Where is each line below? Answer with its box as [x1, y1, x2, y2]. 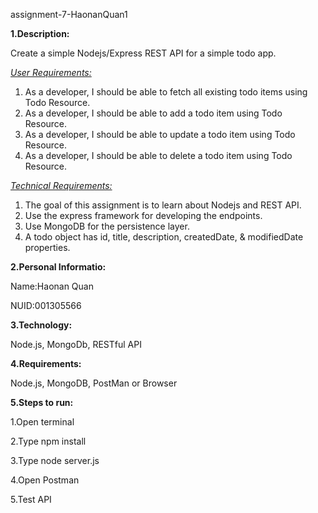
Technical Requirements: [10, 180, 113, 191]
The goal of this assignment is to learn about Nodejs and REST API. [24, 199, 302, 211]
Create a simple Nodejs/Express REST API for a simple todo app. [10, 47, 277, 59]
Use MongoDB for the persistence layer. [24, 220, 190, 232]
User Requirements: [10, 67, 92, 78]
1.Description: [10, 28, 70, 39]
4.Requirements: [10, 358, 82, 369]
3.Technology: [10, 319, 73, 331]
